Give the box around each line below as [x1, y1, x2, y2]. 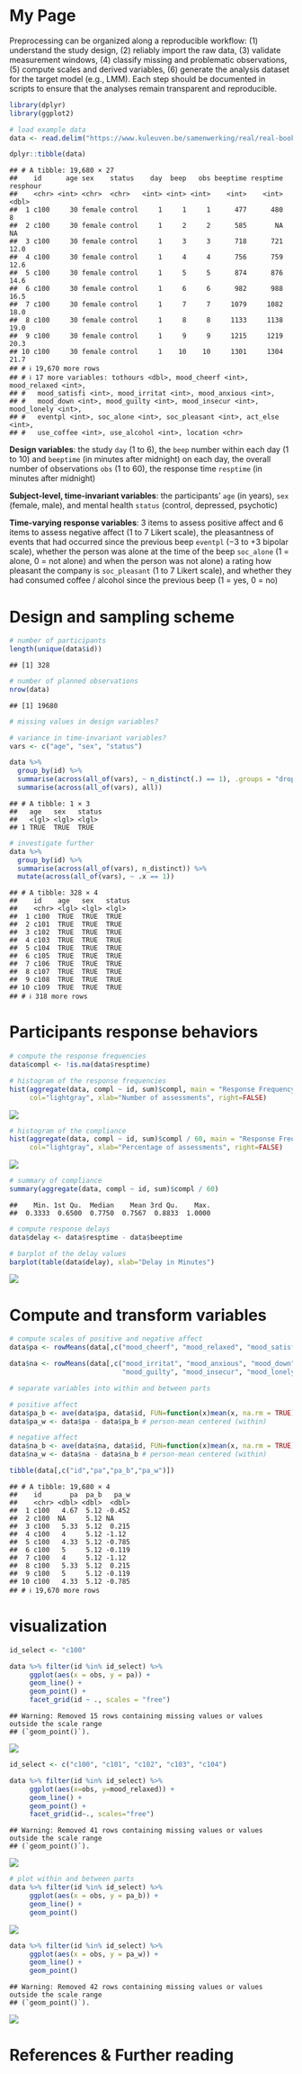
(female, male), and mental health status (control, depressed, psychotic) [9, 500, 279, 511]
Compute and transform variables [9, 1305, 267, 1325]
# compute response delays [9, 1224, 111, 1233]
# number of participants [9, 636, 106, 645]
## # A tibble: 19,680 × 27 [9, 166, 115, 176]
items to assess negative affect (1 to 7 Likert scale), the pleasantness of [9, 527, 274, 538]
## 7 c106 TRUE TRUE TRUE [9, 960, 123, 969]
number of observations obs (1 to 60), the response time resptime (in [9, 463, 263, 474]
